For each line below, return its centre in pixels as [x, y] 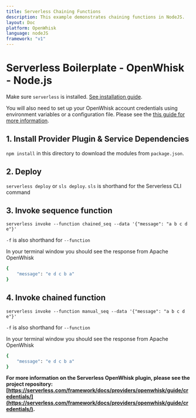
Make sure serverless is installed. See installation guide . [74, 96]
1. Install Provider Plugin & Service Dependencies [98, 139]
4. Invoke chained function [56, 298]
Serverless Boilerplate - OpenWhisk [95, 68]
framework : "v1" [26, 39]
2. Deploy [24, 172]
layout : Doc [21, 22]
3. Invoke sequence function [59, 210]
